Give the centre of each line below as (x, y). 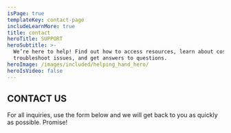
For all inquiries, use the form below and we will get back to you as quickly (112, 115)
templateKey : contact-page (46, 20)
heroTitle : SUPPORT (35, 39)
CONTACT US (37, 98)
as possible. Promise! (37, 122)
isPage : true (26, 13)
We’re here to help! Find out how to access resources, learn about (113, 52)
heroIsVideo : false (35, 71)
